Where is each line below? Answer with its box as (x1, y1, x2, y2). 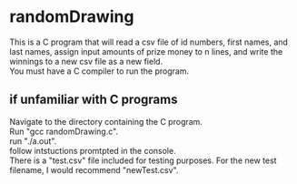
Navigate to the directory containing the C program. (9, 116, 203, 127)
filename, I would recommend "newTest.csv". (9, 164, 179, 175)
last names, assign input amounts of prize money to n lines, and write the (9, 46, 283, 56)
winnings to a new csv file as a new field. (9, 56, 163, 66)
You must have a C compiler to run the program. (9, 66, 189, 77)
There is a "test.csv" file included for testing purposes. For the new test (9, 155, 277, 166)
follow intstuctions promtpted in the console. (9, 145, 176, 156)
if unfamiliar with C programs (9, 92, 178, 107)
